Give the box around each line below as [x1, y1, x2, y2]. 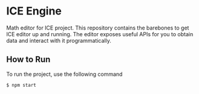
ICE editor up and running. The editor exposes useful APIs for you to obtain [6, 30, 194, 37]
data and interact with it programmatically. [6, 37, 112, 44]
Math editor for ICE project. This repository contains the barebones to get [6, 24, 189, 31]
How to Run [6, 54, 51, 64]
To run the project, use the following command [6, 70, 123, 78]
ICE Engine [6, 4, 62, 18]
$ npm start [6, 82, 36, 88]
